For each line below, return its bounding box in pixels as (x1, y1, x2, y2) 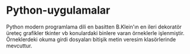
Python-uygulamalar (6, 4, 111, 17)
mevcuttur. (6, 42, 33, 49)
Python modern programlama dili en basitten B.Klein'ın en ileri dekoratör (6, 23, 182, 30)
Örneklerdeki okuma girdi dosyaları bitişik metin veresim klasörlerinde (6, 36, 176, 43)
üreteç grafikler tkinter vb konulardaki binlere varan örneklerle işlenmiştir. (6, 29, 185, 36)
